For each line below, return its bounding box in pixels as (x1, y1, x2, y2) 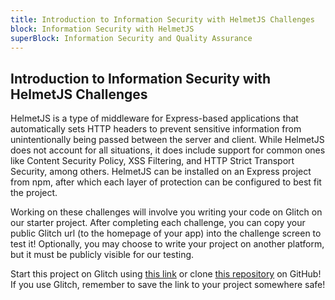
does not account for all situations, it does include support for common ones (10, 144, 326, 156)
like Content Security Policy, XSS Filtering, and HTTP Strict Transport (10, 155, 295, 167)
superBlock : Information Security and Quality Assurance (10, 33, 253, 43)
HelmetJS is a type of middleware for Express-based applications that (10, 112, 299, 125)
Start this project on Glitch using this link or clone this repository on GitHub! (10, 268, 322, 280)
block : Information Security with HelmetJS (10, 24, 195, 34)
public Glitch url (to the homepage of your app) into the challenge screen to (10, 227, 322, 240)
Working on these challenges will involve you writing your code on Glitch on (10, 206, 323, 218)
